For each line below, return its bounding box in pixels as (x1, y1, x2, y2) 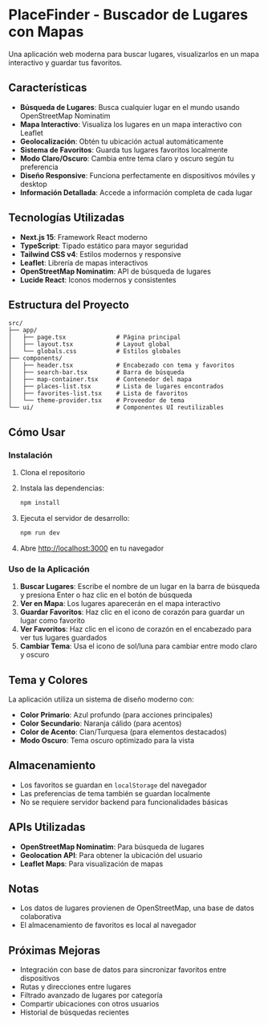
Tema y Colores (8, 673, 88, 687)
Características (8, 81, 87, 95)
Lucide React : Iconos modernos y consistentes (19, 275, 177, 284)
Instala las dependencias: (19, 483, 104, 493)
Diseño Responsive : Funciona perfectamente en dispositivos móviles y (19, 170, 256, 180)
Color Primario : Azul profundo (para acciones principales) (19, 710, 213, 719)
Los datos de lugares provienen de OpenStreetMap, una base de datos (19, 903, 254, 913)
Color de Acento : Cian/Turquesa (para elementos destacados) (19, 726, 227, 736)
